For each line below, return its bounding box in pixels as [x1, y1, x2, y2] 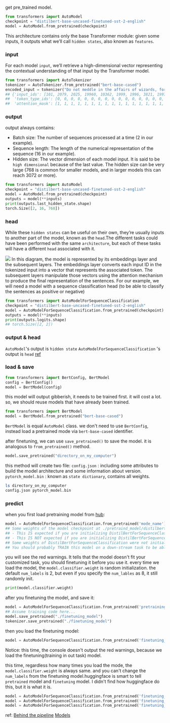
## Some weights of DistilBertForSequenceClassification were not [5, 540, 148, 545]
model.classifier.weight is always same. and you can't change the [5, 668, 146, 674]
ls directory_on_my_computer [5, 483, 67, 488]
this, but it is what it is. [5, 683, 52, 690]
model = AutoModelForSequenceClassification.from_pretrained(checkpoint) [5, 307, 164, 313]
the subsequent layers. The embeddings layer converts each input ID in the [5, 262, 162, 268]
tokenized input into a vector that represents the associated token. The [5, 267, 153, 273]
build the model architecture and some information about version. [5, 468, 142, 474]
